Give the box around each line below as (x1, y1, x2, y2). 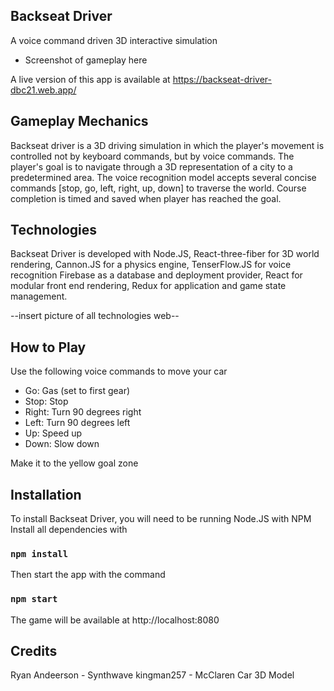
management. (10, 290, 68, 303)
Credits (10, 643, 58, 660)
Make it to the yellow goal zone (10, 457, 139, 469)
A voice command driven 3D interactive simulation (10, 34, 218, 46)
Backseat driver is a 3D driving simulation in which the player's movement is (10, 139, 325, 151)
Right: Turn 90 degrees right (24, 406, 142, 418)
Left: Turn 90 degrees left (24, 417, 131, 429)
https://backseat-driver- (172, 73, 272, 85)
